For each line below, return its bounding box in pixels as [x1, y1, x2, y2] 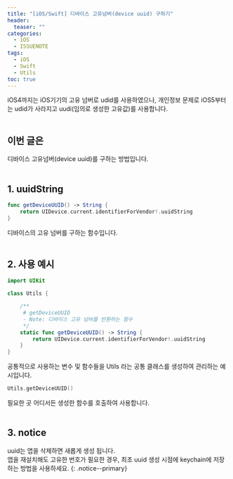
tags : [7, 50, 23, 57]
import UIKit [7, 277, 46, 285]
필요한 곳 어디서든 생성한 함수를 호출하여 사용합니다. [7, 399, 149, 407]
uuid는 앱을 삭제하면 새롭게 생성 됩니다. [7, 446, 116, 454]
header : [7, 17, 30, 24]
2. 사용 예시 [7, 258, 55, 271]
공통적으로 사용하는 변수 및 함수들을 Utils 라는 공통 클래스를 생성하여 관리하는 [7, 362, 219, 371]
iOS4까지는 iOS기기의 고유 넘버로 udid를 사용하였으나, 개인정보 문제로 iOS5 [7, 96, 215, 104]
